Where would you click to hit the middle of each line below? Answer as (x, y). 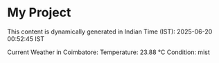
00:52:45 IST (26, 38)
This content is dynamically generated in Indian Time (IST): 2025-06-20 (110, 32)
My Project (39, 13)
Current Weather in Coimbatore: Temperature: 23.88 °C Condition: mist (108, 52)
